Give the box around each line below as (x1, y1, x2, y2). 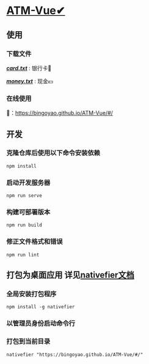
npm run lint (6, 251, 40, 258)
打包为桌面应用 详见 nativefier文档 (6, 270, 134, 280)
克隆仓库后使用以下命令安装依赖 (6, 149, 101, 157)
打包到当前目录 (6, 337, 51, 346)
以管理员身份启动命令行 (6, 319, 75, 328)
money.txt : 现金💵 (6, 77, 53, 84)
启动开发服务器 (6, 178, 51, 187)
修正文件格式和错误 (6, 237, 63, 246)
